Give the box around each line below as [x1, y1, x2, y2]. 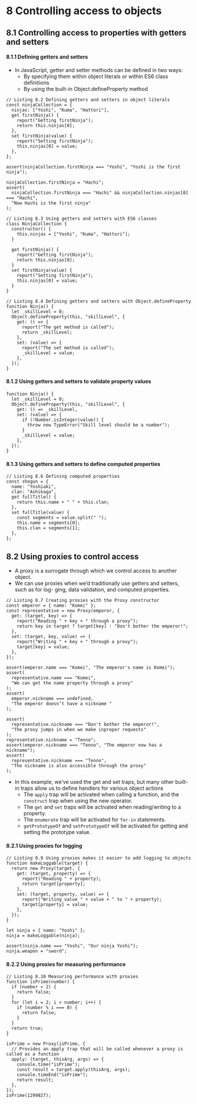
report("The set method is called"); [21, 344, 115, 351]
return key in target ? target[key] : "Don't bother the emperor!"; [17, 623, 189, 629]
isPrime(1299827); [6, 1093, 51, 1099]
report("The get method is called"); [21, 324, 115, 330]
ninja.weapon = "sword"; [6, 948, 67, 955]
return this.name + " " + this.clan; [17, 499, 110, 506]
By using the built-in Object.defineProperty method [23, 85, 149, 92]
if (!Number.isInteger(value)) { [21, 416, 104, 423]
